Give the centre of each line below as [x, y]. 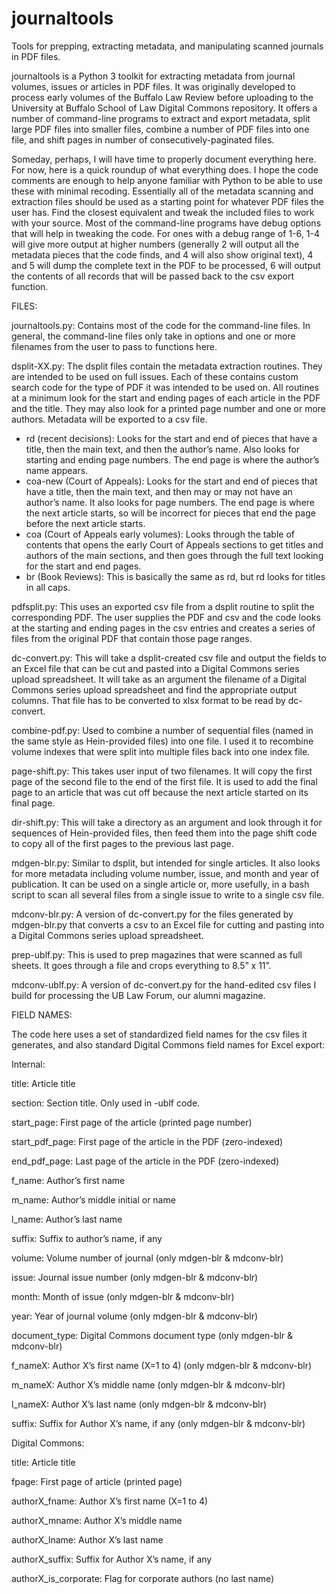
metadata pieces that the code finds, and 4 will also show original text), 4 [162, 254]
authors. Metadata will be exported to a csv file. [109, 419]
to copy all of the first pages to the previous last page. [122, 843]
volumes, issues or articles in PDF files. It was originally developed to [153, 86]
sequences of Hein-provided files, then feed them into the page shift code [164, 833]
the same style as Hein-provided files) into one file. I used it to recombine [162, 741]
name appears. [57, 470]
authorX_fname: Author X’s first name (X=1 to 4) [110, 1501]
